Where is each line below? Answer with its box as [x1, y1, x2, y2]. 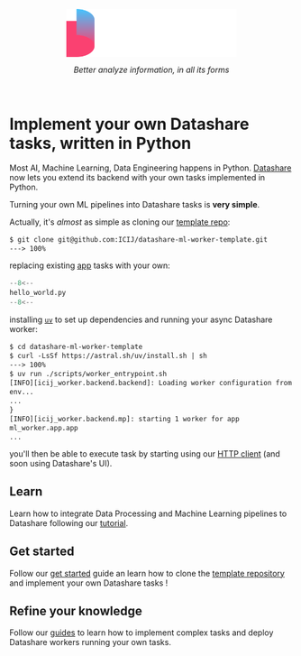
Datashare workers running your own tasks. [9, 637, 171, 648]
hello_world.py [9, 289, 67, 298]
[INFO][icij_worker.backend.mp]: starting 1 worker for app [9, 414, 241, 423]
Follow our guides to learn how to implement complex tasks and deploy [9, 627, 274, 638]
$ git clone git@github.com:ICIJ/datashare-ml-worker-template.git [9, 236, 269, 245]
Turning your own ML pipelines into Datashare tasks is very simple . [9, 199, 260, 210]
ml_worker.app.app [9, 423, 78, 432]
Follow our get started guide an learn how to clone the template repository [9, 568, 286, 578]
